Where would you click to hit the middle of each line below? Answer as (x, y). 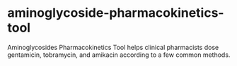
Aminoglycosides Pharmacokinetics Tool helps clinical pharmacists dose (113, 47)
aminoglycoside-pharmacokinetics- (116, 13)
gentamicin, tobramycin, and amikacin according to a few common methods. (119, 55)
